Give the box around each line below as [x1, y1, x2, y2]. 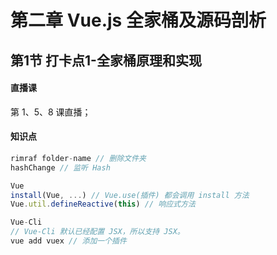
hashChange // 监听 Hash [10, 162, 111, 173]
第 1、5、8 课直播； [10, 106, 92, 118]
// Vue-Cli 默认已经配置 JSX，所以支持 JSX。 [10, 227, 185, 237]
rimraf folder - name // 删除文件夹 [10, 153, 147, 163]
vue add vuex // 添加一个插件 [10, 236, 127, 246]
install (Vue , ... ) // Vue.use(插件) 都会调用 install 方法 [10, 190, 250, 200]
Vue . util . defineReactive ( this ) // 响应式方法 [10, 199, 196, 210]
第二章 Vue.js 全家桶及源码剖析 [10, 9, 267, 32]
